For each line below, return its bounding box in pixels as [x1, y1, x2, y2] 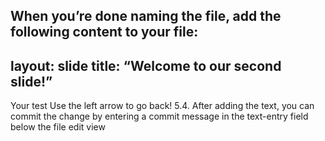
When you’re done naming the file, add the [10, 8, 282, 25]
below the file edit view [10, 121, 106, 133]
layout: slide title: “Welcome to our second [10, 57, 282, 74]
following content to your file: [10, 24, 199, 41]
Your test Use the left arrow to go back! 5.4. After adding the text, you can [10, 100, 315, 112]
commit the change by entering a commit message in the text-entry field [10, 110, 309, 123]
